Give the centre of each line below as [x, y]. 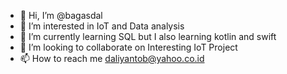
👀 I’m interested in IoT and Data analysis [102, 26]
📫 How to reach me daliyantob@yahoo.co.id [112, 58]
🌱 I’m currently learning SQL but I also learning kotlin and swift [148, 36]
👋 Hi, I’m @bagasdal [61, 15]
